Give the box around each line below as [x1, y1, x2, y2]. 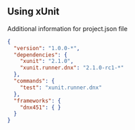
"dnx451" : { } [20, 104, 61, 111]
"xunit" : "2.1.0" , [20, 58, 74, 65]
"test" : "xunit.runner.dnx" [20, 84, 102, 91]
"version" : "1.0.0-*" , [13, 45, 80, 52]
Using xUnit [7, 6, 60, 18]
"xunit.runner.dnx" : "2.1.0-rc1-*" [20, 64, 124, 71]
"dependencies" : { [13, 51, 68, 59]
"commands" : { [13, 78, 55, 85]
